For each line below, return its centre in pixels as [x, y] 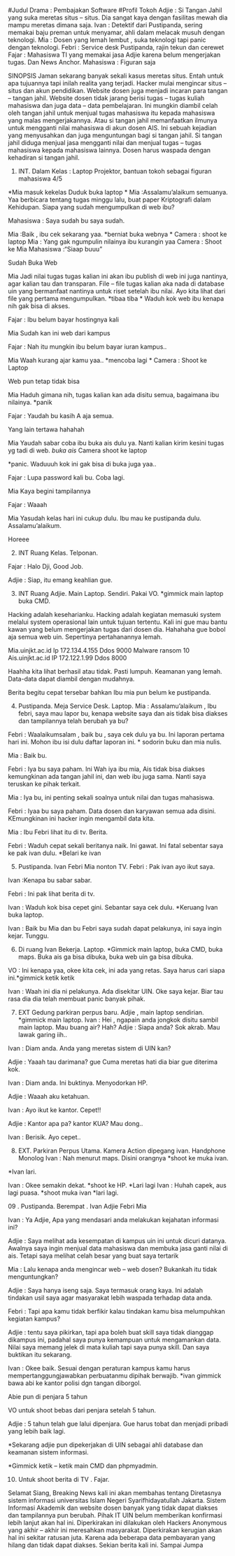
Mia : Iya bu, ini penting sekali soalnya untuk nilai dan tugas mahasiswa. [111, 797]
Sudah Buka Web [33, 263]
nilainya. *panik [30, 402]
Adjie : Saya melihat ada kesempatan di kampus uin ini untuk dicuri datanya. [117, 1241]
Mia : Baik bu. [28, 755]
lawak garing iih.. [43, 1035]
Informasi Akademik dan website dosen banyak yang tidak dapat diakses [113, 1508]
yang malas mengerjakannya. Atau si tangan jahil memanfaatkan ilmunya [113, 120]
